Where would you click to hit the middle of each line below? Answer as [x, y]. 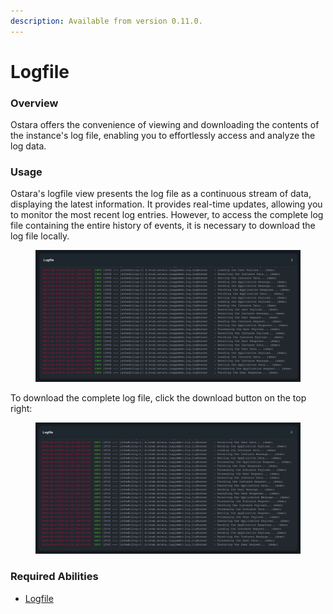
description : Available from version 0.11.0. [106, 21]
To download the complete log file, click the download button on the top [158, 397]
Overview [34, 103]
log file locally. [40, 236]
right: [21, 408]
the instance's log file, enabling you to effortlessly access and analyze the [163, 136]
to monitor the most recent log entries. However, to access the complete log [167, 215]
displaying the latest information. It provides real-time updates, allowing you [166, 204]
